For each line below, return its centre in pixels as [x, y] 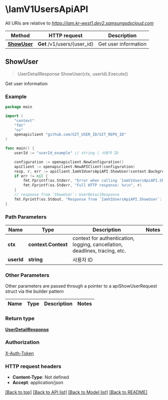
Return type [20, 318]
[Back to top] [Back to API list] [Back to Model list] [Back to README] [76, 392]
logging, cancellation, [97, 244]
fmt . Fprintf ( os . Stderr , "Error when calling [70, 181]
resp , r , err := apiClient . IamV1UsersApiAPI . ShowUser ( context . [81, 171]
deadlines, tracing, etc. [99, 251]
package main [19, 107]
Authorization [22, 342]
